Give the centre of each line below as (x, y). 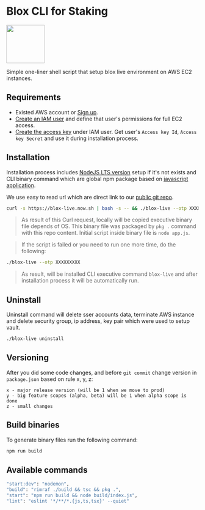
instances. (19, 78)
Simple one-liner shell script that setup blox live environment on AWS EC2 (99, 72)
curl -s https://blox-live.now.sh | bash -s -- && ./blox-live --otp (97, 208)
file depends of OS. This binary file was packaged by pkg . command (109, 226)
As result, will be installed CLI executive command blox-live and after (110, 274)
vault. (13, 328)
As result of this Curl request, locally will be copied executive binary (106, 220)
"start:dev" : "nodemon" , (38, 484)
